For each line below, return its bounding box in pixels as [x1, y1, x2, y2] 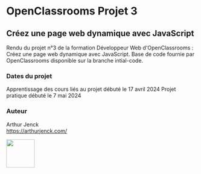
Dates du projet [6, 72, 53, 80]
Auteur [6, 107, 27, 116]
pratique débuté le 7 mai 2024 [6, 92, 81, 99]
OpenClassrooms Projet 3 [6, 4, 138, 18]
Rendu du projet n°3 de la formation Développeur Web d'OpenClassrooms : [6, 44, 194, 51]
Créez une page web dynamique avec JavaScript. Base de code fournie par [6, 51, 195, 58]
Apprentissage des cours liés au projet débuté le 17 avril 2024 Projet [6, 85, 176, 93]
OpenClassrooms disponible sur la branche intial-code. [6, 57, 144, 64]
